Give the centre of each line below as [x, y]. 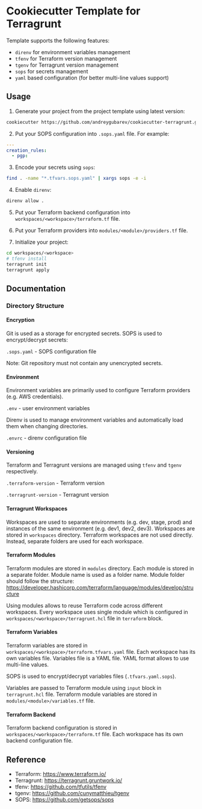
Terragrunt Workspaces [37, 509]
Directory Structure [35, 306]
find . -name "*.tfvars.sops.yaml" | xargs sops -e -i [76, 179]
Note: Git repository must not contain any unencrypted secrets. [84, 363]
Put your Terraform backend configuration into [72, 212]
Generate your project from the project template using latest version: [100, 111]
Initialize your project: [42, 242]
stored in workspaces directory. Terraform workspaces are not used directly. [100, 535]
